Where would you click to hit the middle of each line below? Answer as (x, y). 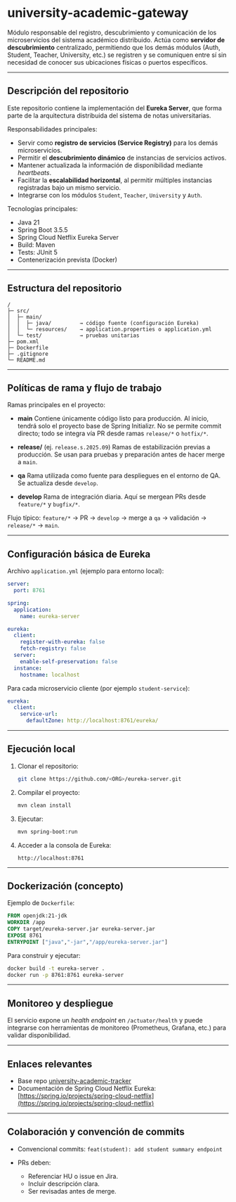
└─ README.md (26, 360)
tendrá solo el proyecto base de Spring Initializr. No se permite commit (119, 426)
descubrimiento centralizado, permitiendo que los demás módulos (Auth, (114, 47)
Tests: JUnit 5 (37, 252)
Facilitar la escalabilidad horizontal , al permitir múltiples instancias (114, 180)
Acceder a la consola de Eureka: (64, 845)
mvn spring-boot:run (47, 831)
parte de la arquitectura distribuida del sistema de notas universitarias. (109, 115)
